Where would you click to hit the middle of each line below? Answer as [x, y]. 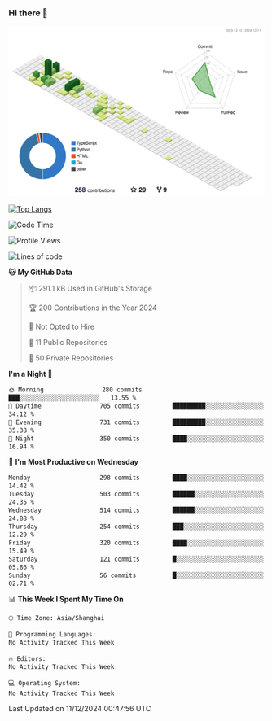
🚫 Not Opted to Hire [61, 327]
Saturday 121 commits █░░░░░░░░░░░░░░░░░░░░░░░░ [136, 559]
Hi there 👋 [29, 13]
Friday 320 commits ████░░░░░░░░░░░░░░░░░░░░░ [136, 543]
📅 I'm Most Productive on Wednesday [73, 462]
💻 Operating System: [45, 684]
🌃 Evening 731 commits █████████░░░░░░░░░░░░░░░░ [136, 422]
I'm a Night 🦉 [31, 374]
